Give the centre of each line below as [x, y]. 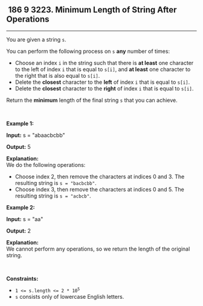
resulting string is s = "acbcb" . [53, 196]
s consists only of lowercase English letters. [69, 296]
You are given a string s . [36, 39]
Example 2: [21, 207]
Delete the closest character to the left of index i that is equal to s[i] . [102, 82]
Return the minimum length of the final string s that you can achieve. [92, 100]
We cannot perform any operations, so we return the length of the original [98, 249]
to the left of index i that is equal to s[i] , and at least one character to [103, 69]
